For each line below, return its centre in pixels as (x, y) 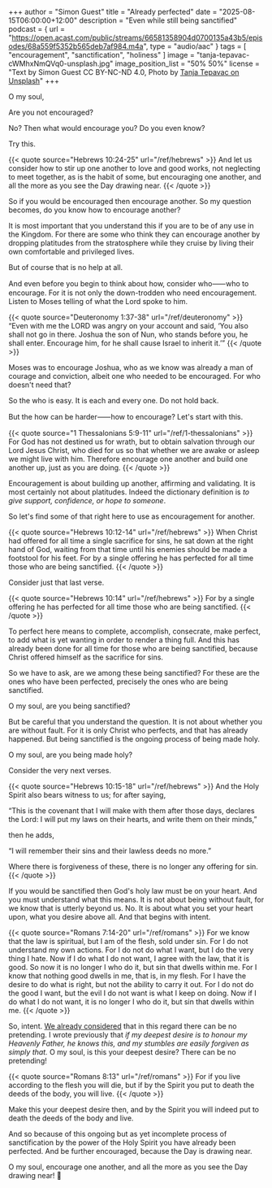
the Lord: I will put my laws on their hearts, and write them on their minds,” (133, 819)
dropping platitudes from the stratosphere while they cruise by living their (131, 243)
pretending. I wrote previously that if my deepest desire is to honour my (128, 1035)
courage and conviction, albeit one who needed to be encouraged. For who (135, 376)
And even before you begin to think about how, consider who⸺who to (129, 283)
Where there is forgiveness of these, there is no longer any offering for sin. (133, 866)
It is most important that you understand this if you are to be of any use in (131, 226)
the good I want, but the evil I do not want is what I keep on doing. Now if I (133, 993)
